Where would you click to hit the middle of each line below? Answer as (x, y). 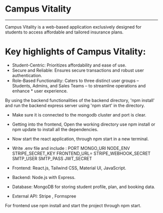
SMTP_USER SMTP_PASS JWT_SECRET (52, 158)
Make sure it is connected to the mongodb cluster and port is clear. (79, 115)
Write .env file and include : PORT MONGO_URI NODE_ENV (71, 148)
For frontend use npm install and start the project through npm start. (73, 205)
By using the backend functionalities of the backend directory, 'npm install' (80, 100)
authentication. (27, 75)
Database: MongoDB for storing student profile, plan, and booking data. (83, 187)
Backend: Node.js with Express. (44, 177)
